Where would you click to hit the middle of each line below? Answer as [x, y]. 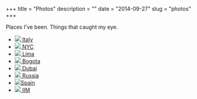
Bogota [31, 61]
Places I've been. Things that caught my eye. [62, 27]
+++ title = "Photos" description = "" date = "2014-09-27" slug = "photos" [98, 9]
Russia [31, 76]
